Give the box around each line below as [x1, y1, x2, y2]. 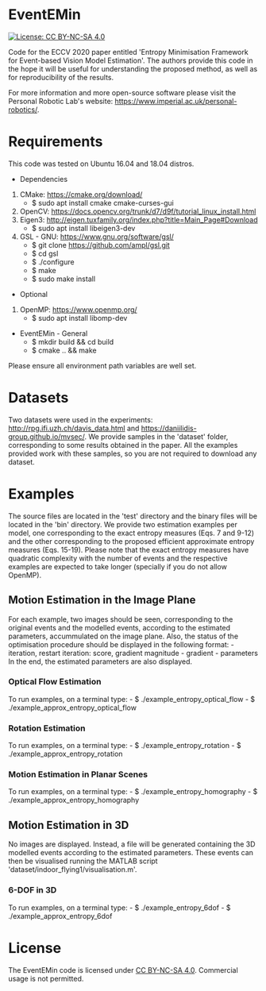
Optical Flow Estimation [8, 677, 102, 688]
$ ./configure [31, 256, 75, 267]
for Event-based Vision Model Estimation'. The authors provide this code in [8, 56, 253, 65]
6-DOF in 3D [8, 885, 57, 896]
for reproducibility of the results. [8, 72, 114, 82]
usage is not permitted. [8, 974, 84, 983]
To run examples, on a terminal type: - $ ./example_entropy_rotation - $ [8, 741, 241, 750]
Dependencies [19, 174, 68, 183]
